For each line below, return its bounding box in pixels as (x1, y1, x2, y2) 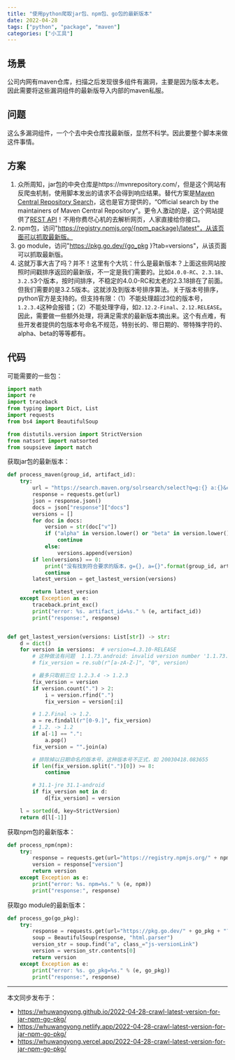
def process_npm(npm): (7, 841, 73, 849)
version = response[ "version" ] (32, 861, 124, 868)
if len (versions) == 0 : (32, 556, 101, 563)
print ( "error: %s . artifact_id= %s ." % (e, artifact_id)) (32, 608, 201, 615)
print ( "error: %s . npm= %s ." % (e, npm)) (32, 880, 152, 887)
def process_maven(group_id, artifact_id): (7, 471, 136, 478)
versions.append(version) (57, 549, 133, 556)
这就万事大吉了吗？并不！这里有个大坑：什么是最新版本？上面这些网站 (17, 259, 220, 267)
